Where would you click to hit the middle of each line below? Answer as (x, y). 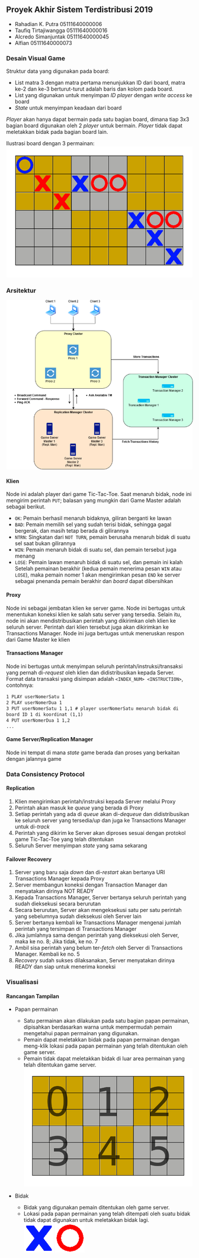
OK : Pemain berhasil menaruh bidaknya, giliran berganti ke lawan (93, 518)
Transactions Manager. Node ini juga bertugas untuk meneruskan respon (95, 633)
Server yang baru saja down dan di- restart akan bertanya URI (90, 872)
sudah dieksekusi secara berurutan (58, 904)
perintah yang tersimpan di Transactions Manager (76, 929)
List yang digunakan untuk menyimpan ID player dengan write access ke (103, 95)
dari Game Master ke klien (38, 639)
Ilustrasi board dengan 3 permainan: (50, 143)
